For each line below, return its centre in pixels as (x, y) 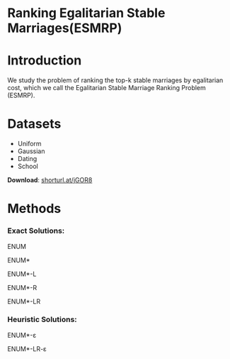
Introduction (45, 61)
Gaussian (31, 151)
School (28, 166)
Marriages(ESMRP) (65, 28)
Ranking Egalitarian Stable (86, 13)
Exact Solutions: (36, 231)
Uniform (29, 144)
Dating (27, 159)
